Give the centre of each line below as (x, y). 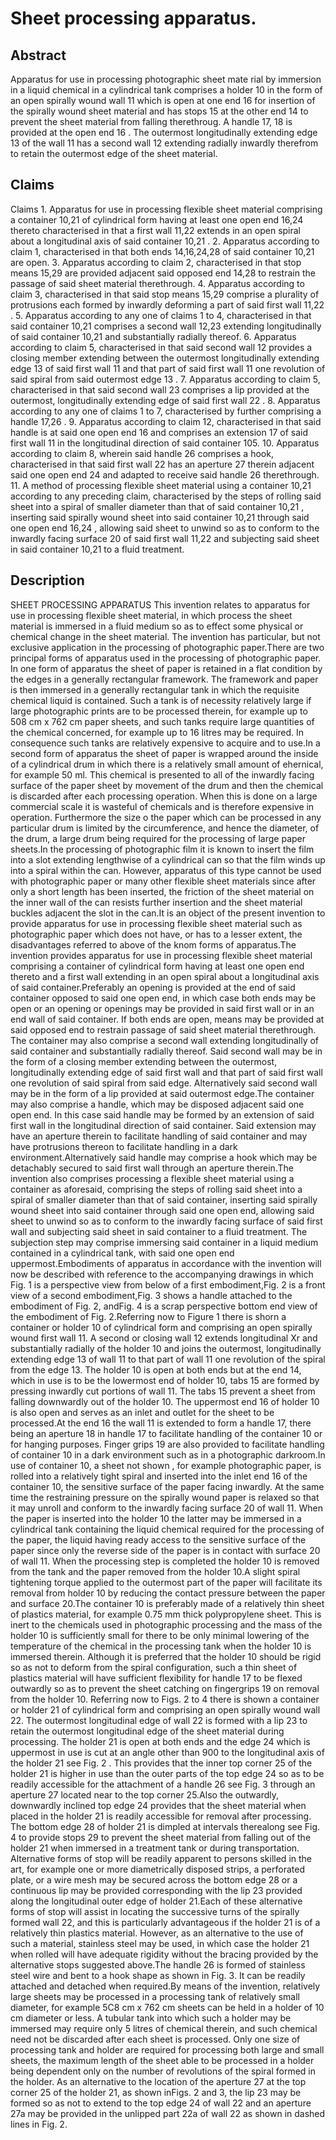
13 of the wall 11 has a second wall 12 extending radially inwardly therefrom (164, 143)
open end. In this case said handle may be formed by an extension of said (162, 1114)
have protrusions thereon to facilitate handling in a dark (124, 1146)
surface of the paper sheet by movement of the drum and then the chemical (167, 785)
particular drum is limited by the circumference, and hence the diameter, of (165, 828)
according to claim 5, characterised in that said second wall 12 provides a (161, 347)
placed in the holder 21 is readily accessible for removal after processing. (161, 1816)
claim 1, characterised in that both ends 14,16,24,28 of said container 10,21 (162, 251)
